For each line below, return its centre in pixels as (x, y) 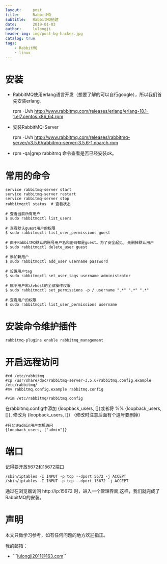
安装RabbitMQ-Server (36, 127)
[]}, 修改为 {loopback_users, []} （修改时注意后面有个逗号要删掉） (74, 415)
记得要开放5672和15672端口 (35, 467)
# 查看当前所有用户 (23, 214)
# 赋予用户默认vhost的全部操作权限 (38, 286)
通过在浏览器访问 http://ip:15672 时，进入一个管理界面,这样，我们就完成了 (83, 491)
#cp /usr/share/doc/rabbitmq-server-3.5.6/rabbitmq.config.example (78, 381)
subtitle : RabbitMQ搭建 (32, 19)
